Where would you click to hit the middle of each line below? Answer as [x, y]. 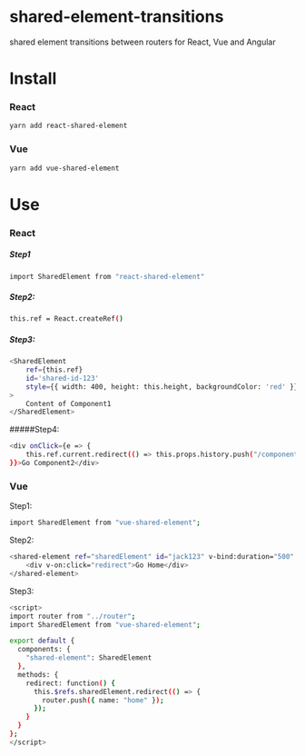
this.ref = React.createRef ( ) [67, 319]
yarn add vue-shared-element [64, 168]
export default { [42, 641]
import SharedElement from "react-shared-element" [107, 276]
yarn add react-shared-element [69, 126]
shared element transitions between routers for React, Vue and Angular [143, 42]
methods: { [38, 674]
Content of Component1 [69, 403]
